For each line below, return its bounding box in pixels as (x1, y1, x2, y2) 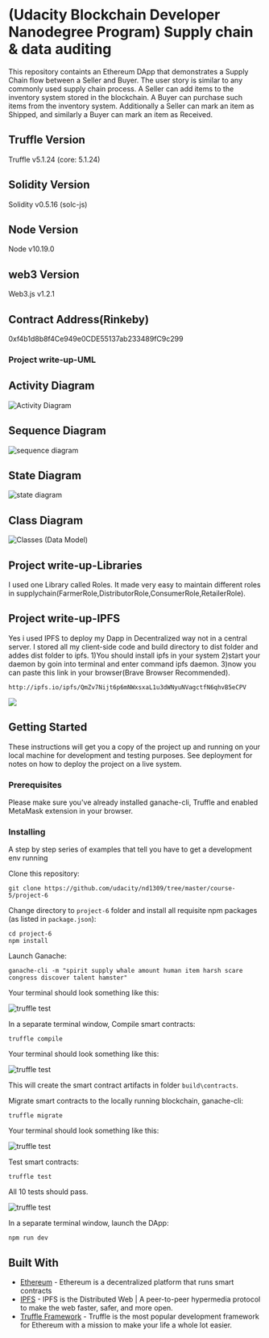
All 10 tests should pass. (8, 1187, 89, 1197)
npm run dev (8, 1234, 48, 1242)
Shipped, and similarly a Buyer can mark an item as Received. (8, 109, 213, 119)
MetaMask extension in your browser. (8, 806, 134, 815)
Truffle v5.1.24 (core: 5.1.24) (8, 154, 101, 164)
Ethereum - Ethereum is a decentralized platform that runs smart (19, 1277, 234, 1287)
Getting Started (8, 721, 88, 734)
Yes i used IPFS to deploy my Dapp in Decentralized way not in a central (8, 633, 247, 643)
